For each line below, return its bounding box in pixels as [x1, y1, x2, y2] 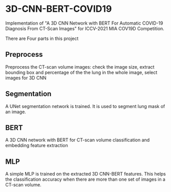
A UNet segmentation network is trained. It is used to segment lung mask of [5, 103, 165, 109]
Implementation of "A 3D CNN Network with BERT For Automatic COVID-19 [5, 20, 163, 26]
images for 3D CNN [5, 75, 47, 81]
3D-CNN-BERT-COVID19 [5, 3, 112, 15]
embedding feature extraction [5, 142, 68, 148]
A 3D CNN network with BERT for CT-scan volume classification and [5, 137, 150, 143]
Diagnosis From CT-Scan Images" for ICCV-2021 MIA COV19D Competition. [5, 25, 165, 31]
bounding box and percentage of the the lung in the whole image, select [5, 69, 158, 75]
